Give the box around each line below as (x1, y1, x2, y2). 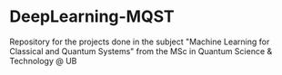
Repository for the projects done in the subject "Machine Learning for (9, 36, 270, 47)
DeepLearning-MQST (9, 6, 175, 27)
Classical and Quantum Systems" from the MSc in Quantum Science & (9, 45, 273, 56)
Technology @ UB (9, 55, 77, 66)
